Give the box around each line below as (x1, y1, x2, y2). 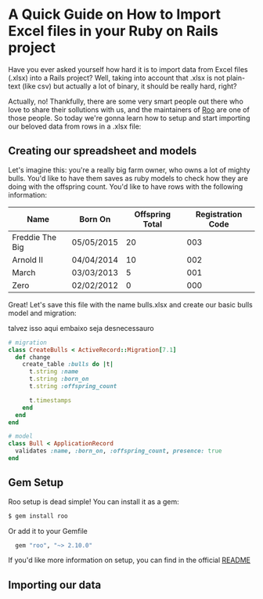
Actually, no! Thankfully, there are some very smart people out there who (8, 96, 244, 106)
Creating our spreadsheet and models (8, 144, 197, 158)
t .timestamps (28, 396, 72, 405)
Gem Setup (8, 476, 64, 489)
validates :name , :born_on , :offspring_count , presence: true (15, 447, 222, 456)
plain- (225, 73, 245, 82)
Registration (195, 209, 243, 220)
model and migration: (8, 308, 77, 318)
